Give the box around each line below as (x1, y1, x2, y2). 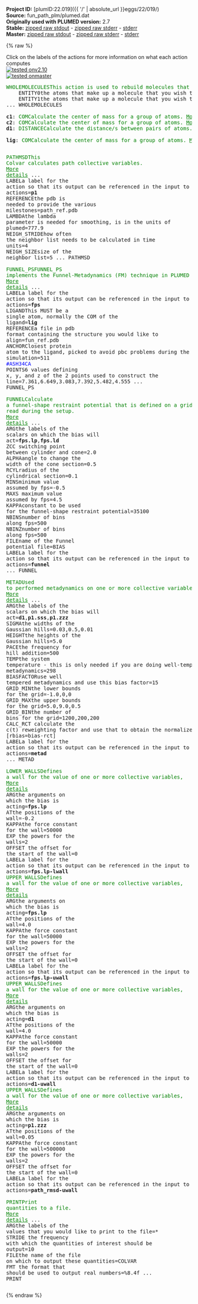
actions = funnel (6, 561, 50, 568)
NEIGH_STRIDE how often (6, 231, 72, 237)
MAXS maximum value (6, 491, 62, 497)
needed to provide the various (6, 201, 97, 208)
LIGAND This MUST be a (6, 308, 69, 314)
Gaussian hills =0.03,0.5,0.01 (6, 626, 94, 633)
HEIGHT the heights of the (6, 632, 81, 639)
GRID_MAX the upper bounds (6, 697, 81, 704)
